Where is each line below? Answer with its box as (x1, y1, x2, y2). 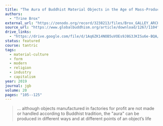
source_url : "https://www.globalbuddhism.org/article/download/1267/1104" (5, 25, 160, 30)
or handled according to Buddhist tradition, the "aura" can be (16, 111, 139, 116)
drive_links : (5, 29, 32, 34)
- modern (9, 61, 27, 66)
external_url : (5, 20, 34, 26)
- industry (9, 70, 32, 75)
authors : (5, 12, 23, 16)
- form (9, 56, 23, 61)
